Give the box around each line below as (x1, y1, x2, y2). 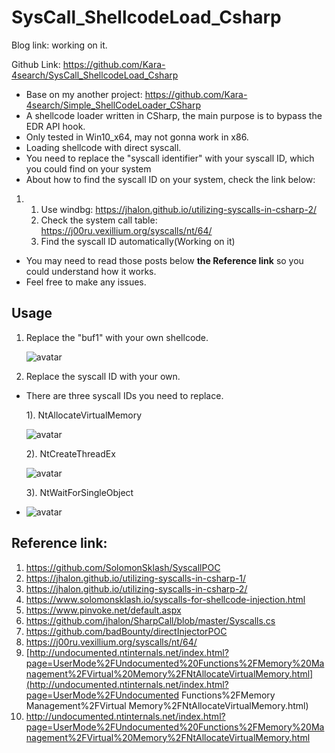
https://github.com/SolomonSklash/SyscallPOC (25, 561, 221, 573)
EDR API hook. (25, 120, 86, 132)
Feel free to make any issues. (25, 276, 147, 288)
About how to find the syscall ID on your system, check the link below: (25, 173, 316, 185)
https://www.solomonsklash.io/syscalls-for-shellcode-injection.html (25, 593, 306, 605)
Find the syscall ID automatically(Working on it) (40, 235, 236, 247)
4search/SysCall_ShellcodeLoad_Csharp (11, 69, 179, 81)
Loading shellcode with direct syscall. (25, 141, 182, 153)
